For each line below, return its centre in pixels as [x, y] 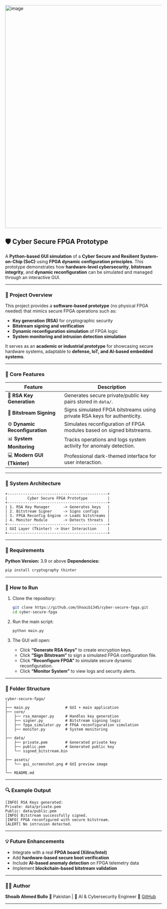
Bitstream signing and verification [48, 326]
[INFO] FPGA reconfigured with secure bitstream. [58, 820]
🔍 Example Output [28, 791]
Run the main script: [33, 621]
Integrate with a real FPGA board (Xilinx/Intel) [60, 852]
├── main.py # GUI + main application [62, 708]
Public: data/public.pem [31, 811]
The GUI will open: [31, 640]
